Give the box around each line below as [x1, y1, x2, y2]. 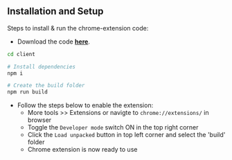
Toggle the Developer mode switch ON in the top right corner [27, 123, 199, 132]
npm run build [7, 89, 48, 96]
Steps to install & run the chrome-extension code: [7, 24, 149, 32]
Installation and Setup [7, 6, 104, 17]
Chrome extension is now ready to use [27, 145, 138, 154]
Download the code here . [17, 37, 90, 46]
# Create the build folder [7, 82, 85, 89]
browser [27, 116, 52, 124]
